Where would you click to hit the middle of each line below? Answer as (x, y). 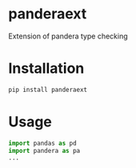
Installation (46, 68)
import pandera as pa (44, 150)
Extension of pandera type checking (68, 36)
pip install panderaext (48, 90)
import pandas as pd (43, 143)
